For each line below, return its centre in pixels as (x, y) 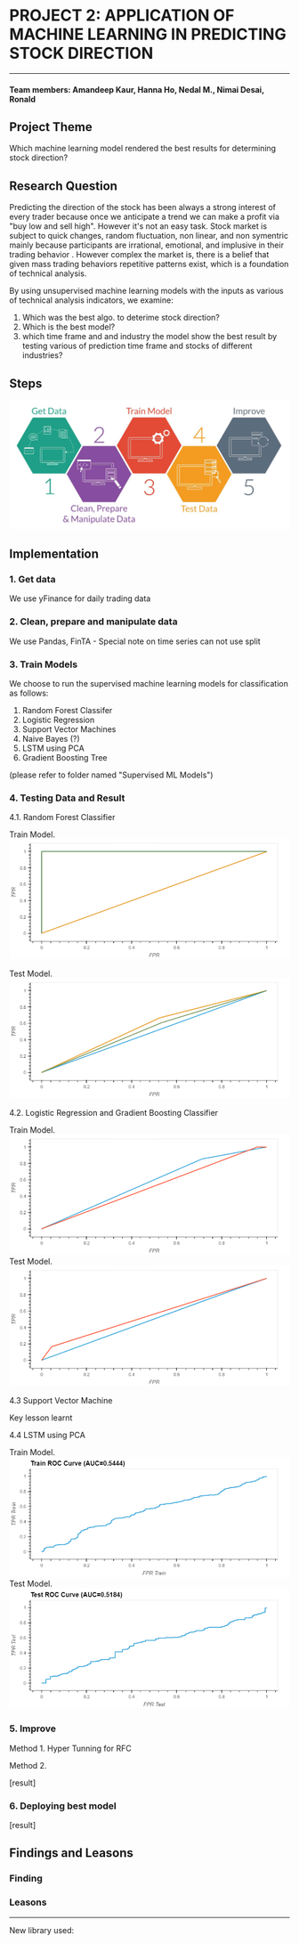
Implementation (54, 554)
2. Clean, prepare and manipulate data (93, 622)
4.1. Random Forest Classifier (62, 817)
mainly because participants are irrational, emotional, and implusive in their (147, 245)
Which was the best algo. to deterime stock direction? (121, 318)
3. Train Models (44, 664)
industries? (42, 355)
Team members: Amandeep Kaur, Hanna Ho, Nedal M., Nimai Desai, (137, 89)
